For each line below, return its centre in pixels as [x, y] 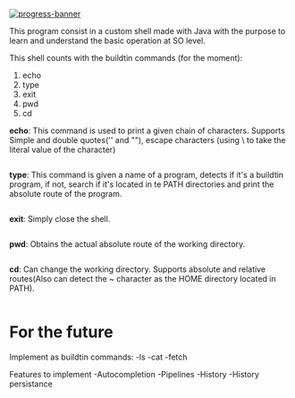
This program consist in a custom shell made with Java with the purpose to [147, 31]
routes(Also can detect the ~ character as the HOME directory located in [143, 279]
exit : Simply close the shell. [60, 219]
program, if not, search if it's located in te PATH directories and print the [142, 184]
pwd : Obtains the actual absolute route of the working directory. [127, 244]
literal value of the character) [63, 149]
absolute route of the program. [66, 194]
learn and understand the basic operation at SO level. [107, 41]
